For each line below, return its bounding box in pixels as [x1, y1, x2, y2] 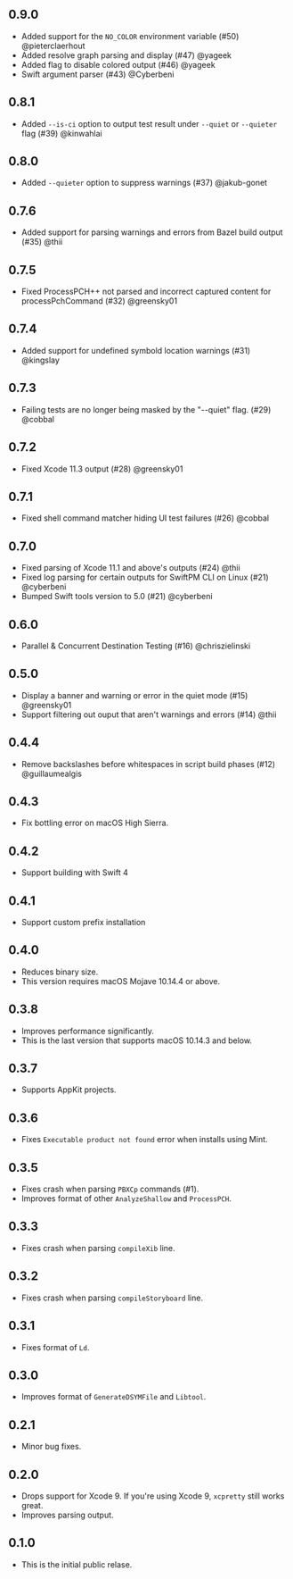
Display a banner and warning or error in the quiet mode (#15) [20, 689, 248, 700]
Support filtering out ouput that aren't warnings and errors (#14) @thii [20, 709, 277, 720]
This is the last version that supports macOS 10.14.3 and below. [20, 1035, 253, 1046]
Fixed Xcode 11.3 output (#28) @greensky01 [20, 464, 183, 474]
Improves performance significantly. [20, 1025, 155, 1036]
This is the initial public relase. [20, 1558, 133, 1570]
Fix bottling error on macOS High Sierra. [20, 817, 169, 829]
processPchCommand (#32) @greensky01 [20, 296, 178, 306]
